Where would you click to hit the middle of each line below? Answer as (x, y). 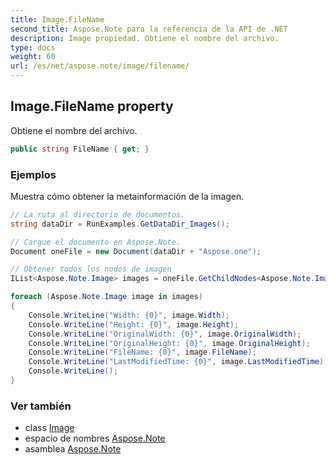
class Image (49, 428)
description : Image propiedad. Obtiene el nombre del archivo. (145, 38)
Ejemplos (33, 174)
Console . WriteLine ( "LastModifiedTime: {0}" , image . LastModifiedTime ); (178, 362)
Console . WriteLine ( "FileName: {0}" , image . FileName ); (142, 352)
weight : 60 (33, 57)
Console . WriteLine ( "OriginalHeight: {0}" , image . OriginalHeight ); (169, 343)
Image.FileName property (92, 106)
